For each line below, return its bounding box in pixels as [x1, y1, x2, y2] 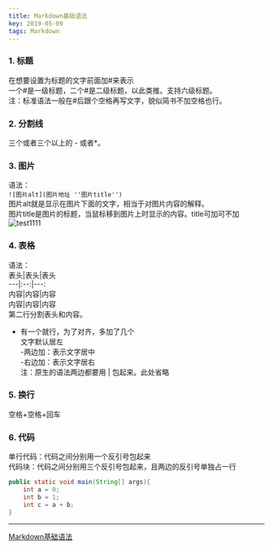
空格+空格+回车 [8, 409, 61, 419]
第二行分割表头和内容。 [8, 309, 87, 319]
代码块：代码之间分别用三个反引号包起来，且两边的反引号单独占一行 [8, 462, 236, 472]
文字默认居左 [19, 336, 63, 346]
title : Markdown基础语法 [8, 11, 88, 20]
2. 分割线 [8, 118, 44, 129]
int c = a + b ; [23, 500, 75, 508]
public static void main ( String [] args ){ [8, 478, 151, 486]
